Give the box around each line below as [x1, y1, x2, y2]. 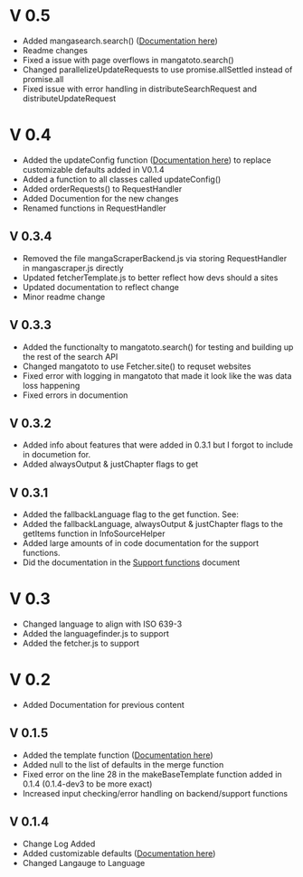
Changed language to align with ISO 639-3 [22, 618, 183, 629]
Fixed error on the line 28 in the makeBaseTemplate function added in [22, 769, 282, 779]
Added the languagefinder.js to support [22, 628, 170, 639]
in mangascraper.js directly [22, 262, 124, 273]
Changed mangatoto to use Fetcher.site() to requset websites [22, 361, 251, 372]
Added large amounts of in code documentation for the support [22, 538, 260, 549]
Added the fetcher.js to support [22, 638, 140, 649]
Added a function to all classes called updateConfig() [22, 174, 222, 184]
